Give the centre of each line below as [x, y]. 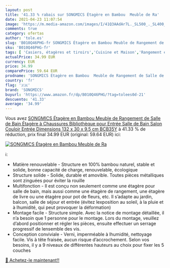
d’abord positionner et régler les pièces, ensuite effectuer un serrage [84, 224]
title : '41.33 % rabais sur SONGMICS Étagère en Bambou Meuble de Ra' [82, 15]
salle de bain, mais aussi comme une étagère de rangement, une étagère [89, 191]
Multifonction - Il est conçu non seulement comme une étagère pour [84, 186]
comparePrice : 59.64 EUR [31, 71]
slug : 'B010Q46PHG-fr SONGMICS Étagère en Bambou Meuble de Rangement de [85, 43]
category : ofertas [25, 33]
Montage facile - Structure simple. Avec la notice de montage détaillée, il [88, 213]
